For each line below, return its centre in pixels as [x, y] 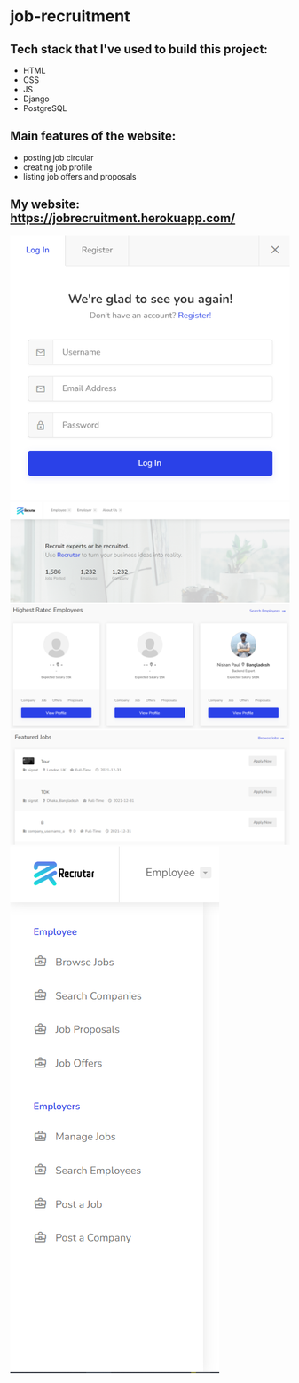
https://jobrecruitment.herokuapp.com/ [123, 218]
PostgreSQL [45, 108]
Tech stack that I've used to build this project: [139, 49]
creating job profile [58, 167]
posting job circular [58, 157]
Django [36, 99]
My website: [45, 205]
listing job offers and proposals [79, 176]
